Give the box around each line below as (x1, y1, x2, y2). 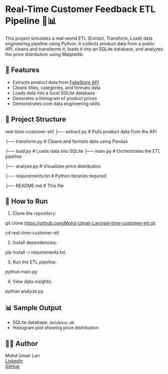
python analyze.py (5, 288, 44, 295)
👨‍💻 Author (5, 339, 38, 348)
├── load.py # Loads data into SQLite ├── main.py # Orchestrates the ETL (5, 148, 161, 154)
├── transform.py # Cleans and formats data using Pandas (5, 138, 128, 144)
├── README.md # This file (5, 182, 64, 189)
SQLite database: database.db (12, 319, 74, 325)
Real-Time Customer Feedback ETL (5, 4, 156, 15)
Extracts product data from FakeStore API (12, 79, 99, 85)
